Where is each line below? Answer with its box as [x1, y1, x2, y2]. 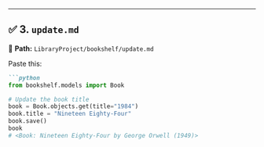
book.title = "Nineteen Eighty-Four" [8, 110, 132, 118]
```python [8, 73, 41, 82]
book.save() [8, 117, 47, 125]
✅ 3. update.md [8, 23, 79, 36]
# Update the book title [8, 95, 90, 103]
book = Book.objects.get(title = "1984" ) [8, 102, 139, 110]
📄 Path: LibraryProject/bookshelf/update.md [8, 44, 155, 53]
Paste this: [8, 59, 42, 68]
